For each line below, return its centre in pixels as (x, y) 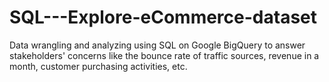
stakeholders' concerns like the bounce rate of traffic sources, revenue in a (164, 55)
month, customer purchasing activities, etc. (98, 66)
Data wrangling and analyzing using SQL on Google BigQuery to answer (157, 45)
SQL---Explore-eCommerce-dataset (163, 17)
